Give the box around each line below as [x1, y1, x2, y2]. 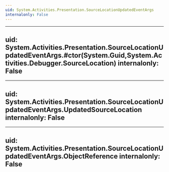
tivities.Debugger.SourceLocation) [5, 59, 117, 67]
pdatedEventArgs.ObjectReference [5, 152, 118, 160]
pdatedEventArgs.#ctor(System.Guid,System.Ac [5, 51, 162, 59]
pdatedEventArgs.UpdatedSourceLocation [5, 105, 142, 114]
